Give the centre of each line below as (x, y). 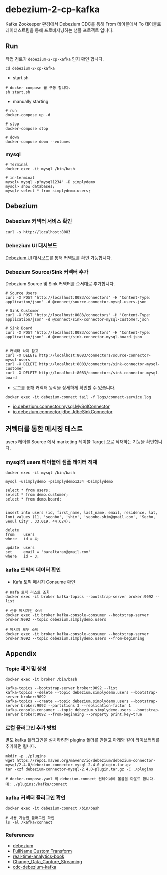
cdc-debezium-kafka (34, 867)
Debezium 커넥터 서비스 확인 (39, 221)
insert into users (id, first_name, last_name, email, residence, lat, (81, 513)
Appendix (21, 654)
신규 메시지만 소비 (26, 611)
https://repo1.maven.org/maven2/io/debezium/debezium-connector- (86, 760)
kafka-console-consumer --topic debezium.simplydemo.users (68, 710)
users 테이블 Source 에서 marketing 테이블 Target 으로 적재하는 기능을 (75, 442)
